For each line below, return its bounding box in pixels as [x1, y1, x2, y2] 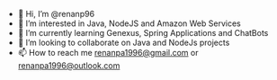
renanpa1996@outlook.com [17, 60, 121, 71]
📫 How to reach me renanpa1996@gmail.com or [17, 48, 199, 58]
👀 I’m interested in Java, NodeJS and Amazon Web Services [17, 18, 241, 29]
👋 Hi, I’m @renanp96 [17, 9, 95, 19]
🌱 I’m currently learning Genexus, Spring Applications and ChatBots [17, 28, 269, 38]
